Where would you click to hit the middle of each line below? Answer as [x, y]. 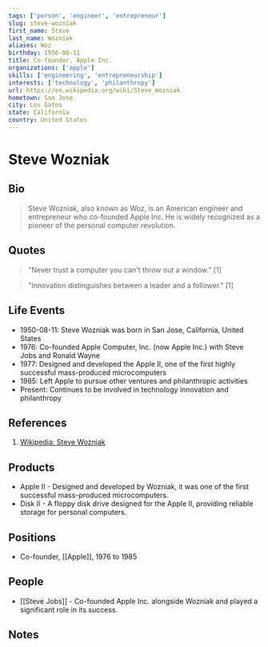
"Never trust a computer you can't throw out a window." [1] [124, 270]
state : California [39, 113]
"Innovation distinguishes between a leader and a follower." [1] [131, 285]
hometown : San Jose [41, 98]
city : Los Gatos [35, 105]
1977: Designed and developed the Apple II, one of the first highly [128, 364]
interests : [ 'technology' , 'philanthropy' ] [82, 82]
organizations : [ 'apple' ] [51, 68]
